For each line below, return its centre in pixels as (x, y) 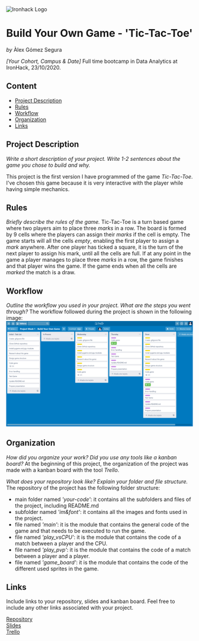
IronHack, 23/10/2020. (33, 67)
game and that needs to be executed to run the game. (80, 531)
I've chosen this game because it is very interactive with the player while (95, 183)
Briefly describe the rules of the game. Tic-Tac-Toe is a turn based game (95, 222)
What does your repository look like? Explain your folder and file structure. (97, 481)
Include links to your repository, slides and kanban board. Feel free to (91, 601)
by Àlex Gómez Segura (34, 49)
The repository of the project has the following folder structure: (83, 488)
